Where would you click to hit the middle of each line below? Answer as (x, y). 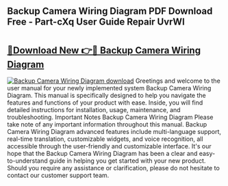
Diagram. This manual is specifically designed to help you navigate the (107, 95)
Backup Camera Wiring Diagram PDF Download (110, 11)
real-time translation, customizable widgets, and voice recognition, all (105, 139)
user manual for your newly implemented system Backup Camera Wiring (109, 88)
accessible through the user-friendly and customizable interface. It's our (109, 146)
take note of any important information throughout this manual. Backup (107, 124)
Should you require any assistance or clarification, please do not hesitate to (114, 168)
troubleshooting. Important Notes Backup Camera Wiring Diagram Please (110, 117)
